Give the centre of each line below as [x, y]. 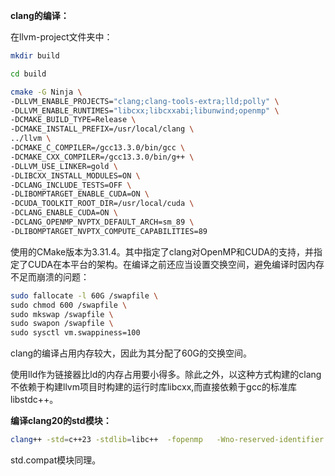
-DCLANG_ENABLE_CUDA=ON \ [64, 213]
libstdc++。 [34, 400]
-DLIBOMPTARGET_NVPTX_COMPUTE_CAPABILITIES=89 [109, 231]
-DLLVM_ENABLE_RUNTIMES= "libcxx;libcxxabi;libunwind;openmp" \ [145, 110]
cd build [28, 74]
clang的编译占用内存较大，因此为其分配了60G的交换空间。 [131, 353]
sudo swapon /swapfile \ [62, 324]
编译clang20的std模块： [61, 421]
